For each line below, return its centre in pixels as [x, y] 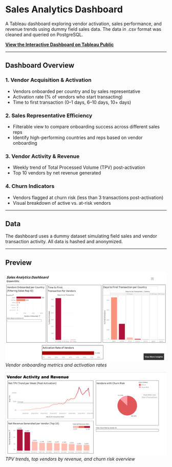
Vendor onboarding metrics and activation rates [56, 365]
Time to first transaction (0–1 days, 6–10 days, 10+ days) [72, 102]
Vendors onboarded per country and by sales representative [77, 91]
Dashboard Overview [40, 65]
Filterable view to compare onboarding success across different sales [86, 126]
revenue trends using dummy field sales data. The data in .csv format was [83, 29]
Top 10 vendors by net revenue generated [57, 173]
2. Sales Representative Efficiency [49, 115]
